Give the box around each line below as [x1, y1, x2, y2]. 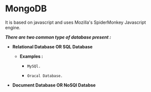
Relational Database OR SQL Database [12, 44, 93, 49]
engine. [5, 24, 21, 30]
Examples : [19, 53, 43, 59]
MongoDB [5, 3, 47, 14]
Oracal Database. [27, 73, 63, 78]
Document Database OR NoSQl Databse [12, 82, 96, 88]
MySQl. [27, 64, 41, 69]
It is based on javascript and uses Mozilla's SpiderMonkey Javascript [5, 19, 146, 25]
